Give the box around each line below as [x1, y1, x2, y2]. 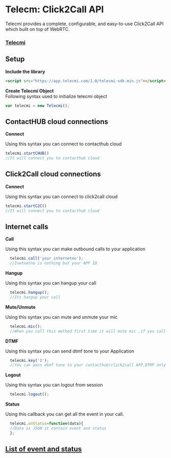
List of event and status [5, 445, 82, 453]
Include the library [5, 68, 45, 75]
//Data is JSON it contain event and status [10, 426, 106, 431]
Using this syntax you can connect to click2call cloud [5, 193, 118, 199]
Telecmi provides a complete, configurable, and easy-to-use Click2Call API [5, 21, 164, 27]
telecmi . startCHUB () [5, 151, 50, 156]
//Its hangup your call [10, 295, 60, 300]
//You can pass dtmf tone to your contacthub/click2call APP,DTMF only [10, 362, 166, 368]
